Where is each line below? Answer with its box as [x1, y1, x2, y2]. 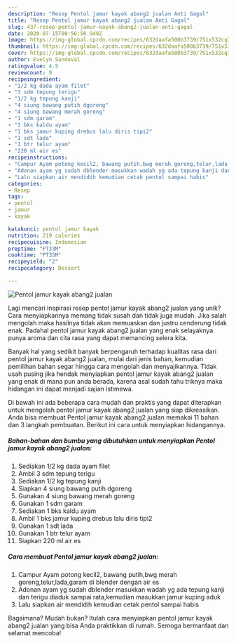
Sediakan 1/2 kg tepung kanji [18, 476, 102, 485]
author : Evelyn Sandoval [8, 56, 81, 63]
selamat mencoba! [8, 628, 62, 637]
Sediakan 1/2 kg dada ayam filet [18, 462, 111, 470]
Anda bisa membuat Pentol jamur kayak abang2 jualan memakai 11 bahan [8, 413, 219, 422]
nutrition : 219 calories [8, 232, 81, 239]
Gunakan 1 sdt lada [18, 521, 74, 530]
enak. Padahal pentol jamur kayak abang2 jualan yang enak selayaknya [8, 326, 214, 335]
